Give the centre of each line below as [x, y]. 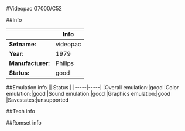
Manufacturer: [30, 63]
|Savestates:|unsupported [37, 100]
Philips [65, 63]
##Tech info [20, 111]
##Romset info [24, 122]
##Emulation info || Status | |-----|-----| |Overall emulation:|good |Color [92, 87]
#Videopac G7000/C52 [34, 9]
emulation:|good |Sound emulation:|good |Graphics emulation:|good [88, 94]
